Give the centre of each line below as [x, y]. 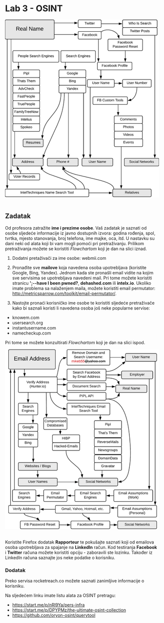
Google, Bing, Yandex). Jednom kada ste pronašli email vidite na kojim [83, 273]
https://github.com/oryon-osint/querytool [54, 615]
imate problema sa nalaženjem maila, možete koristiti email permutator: [84, 288]
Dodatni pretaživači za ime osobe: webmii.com [59, 258]
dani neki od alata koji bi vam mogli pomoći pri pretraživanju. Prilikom [75, 243]
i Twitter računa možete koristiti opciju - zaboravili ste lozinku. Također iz [79, 553]
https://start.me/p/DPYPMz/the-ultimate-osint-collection [69, 610]
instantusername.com [34, 328]
